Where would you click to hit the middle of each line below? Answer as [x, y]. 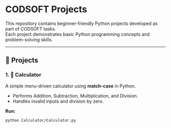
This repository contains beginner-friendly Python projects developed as [81, 23]
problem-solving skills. [29, 40]
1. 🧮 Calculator [23, 75]
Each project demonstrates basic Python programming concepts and [78, 34]
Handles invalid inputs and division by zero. [58, 101]
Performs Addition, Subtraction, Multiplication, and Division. [75, 95]
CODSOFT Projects [46, 9]
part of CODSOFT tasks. [31, 28]
